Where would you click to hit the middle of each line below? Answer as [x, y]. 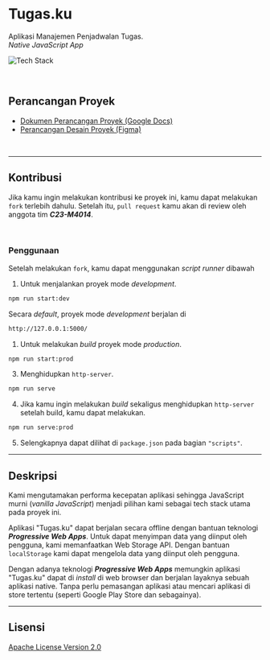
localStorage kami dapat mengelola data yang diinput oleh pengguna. [124, 554]
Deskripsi [33, 476]
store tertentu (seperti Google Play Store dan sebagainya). [105, 595]
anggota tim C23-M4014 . [51, 214]
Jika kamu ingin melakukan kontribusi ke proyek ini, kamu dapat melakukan [133, 197]
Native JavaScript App [46, 44]
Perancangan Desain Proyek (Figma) [81, 129]
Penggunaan [34, 250]
